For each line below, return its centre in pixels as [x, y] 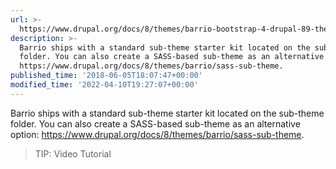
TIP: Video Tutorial [73, 153]
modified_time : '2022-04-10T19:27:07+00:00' [104, 85]
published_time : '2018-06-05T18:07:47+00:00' [106, 76]
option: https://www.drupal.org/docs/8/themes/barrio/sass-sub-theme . [157, 134]
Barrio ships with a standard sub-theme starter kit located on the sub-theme [167, 113]
